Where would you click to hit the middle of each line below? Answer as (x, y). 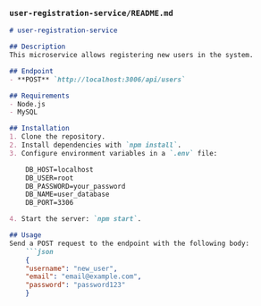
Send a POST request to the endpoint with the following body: (130, 243)
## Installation (39, 129)
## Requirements (39, 96)
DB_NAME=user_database (67, 195)
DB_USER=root (50, 178)
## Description (38, 47)
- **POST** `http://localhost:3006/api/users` (97, 80)
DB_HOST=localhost (59, 169)
